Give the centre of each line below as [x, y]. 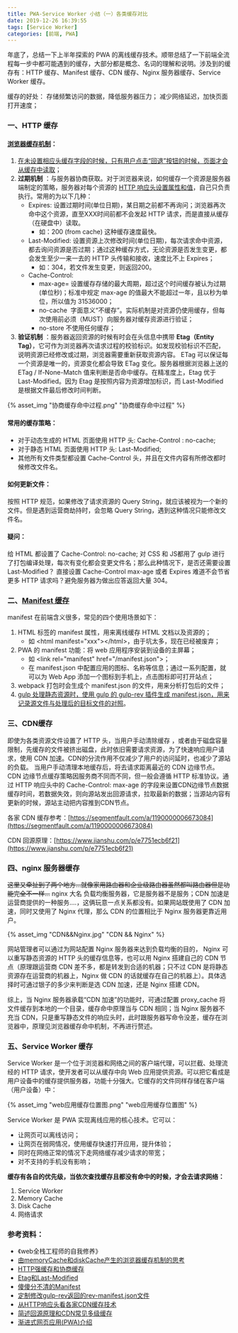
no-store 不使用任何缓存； [77, 328]
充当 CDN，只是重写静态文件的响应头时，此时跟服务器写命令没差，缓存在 [114, 1017]
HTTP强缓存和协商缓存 [51, 1269]
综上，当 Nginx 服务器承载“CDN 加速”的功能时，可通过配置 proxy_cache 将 [117, 999]
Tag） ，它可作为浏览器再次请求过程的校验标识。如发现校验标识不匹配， [121, 346]
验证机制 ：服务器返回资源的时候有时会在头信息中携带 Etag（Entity [116, 337]
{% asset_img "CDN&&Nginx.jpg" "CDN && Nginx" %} [86, 934]
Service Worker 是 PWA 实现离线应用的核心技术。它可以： [92, 1120]
